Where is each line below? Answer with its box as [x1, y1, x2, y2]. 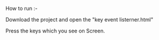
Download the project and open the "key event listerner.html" [5, 16, 154, 23]
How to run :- [5, 5, 38, 12]
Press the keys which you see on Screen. [5, 27, 105, 34]
